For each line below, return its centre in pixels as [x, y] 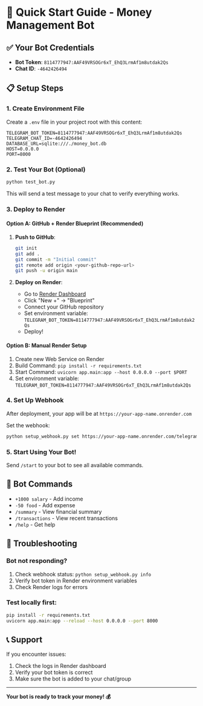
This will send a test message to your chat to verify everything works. [93, 193]
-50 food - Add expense [45, 505]
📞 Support [24, 640]
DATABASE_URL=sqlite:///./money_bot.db [56, 144]
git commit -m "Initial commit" [56, 259]
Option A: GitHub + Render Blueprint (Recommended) [75, 224]
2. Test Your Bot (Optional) [46, 169]
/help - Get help [35, 524]
